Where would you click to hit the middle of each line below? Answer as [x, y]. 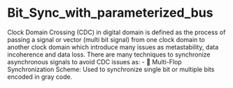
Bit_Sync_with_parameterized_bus [110, 13]
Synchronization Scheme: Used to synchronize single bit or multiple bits [111, 69]
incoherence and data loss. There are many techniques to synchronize [109, 54]
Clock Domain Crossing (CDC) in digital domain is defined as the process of [116, 32]
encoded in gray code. [40, 76]
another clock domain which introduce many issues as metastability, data [113, 47]
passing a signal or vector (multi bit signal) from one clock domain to [106, 39]
